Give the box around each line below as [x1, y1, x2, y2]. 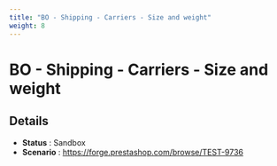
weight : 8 [9, 21, 46, 30]
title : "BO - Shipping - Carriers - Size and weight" [9, 12, 212, 22]
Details [9, 114, 49, 129]
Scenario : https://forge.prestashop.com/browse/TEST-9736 [21, 146, 244, 157]
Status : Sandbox [21, 137, 86, 147]
